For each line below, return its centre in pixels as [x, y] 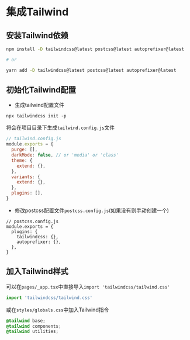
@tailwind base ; [26, 321]
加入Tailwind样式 [37, 271]
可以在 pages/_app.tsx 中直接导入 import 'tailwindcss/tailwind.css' [88, 286]
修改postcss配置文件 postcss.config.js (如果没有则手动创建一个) [92, 210]
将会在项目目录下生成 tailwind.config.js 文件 [61, 128]
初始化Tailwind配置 [41, 90]
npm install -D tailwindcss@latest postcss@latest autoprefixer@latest [95, 49]
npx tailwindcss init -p [36, 116]
